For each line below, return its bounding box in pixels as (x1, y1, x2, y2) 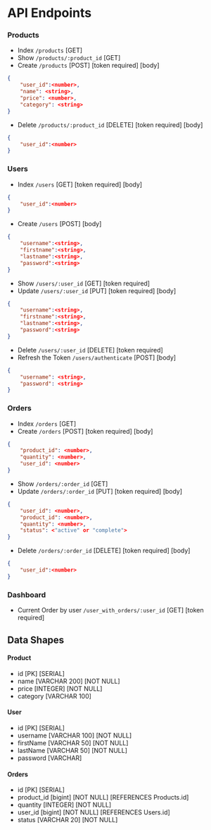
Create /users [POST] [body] (17, 220, 102, 228)
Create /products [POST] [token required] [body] (17, 61, 160, 70)
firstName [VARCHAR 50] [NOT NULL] (17, 738, 129, 747)
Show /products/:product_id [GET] (17, 54, 121, 62)
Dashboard (7, 590, 46, 600)
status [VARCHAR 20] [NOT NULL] (17, 816, 118, 824)
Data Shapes (7, 634, 65, 646)
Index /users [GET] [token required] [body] (17, 180, 143, 189)
